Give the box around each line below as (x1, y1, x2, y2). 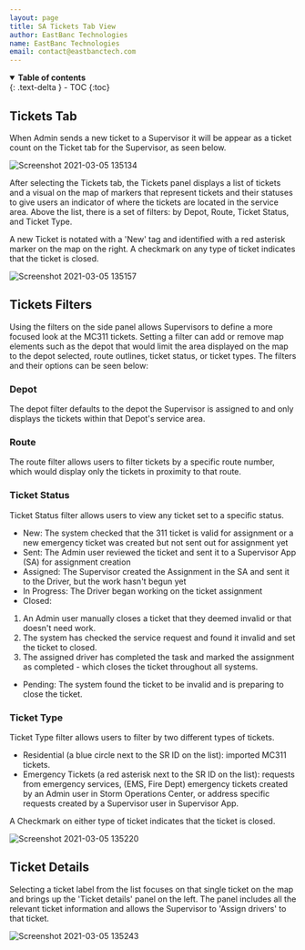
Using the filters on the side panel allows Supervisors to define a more (9, 321, 273, 332)
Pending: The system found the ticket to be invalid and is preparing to (22, 679, 284, 690)
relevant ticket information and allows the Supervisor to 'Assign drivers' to (9, 903, 287, 914)
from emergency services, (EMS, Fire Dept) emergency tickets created (22, 778, 289, 789)
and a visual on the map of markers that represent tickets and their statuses (9, 187, 293, 198)
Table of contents (17, 72, 86, 83)
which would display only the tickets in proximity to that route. (9, 466, 242, 477)
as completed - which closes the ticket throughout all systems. (22, 661, 259, 672)
